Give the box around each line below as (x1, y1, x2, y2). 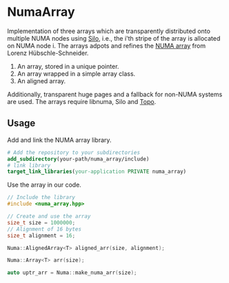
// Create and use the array (7, 213, 91, 220)
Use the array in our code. (7, 180, 81, 189)
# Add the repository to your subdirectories (7, 149, 140, 156)
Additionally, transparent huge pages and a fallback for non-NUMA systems (7, 90, 223, 98)
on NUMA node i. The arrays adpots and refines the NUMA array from (7, 41, 206, 50)
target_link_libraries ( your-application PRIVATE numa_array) (7, 168, 187, 176)
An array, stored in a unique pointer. (17, 62, 119, 70)
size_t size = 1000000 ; (7, 219, 76, 226)
